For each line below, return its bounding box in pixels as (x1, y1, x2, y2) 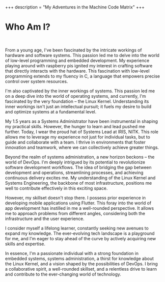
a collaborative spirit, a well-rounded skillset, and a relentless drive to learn (5, 266, 157, 272)
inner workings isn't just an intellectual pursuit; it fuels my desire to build (5, 103, 151, 110)
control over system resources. (5, 78, 68, 84)
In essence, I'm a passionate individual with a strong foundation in (5, 250, 139, 256)
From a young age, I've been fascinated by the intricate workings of (5, 47, 142, 53)
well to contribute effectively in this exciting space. (5, 185, 108, 191)
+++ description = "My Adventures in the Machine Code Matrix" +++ (5, 4, 145, 10)
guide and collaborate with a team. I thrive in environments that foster (5, 139, 146, 145)
